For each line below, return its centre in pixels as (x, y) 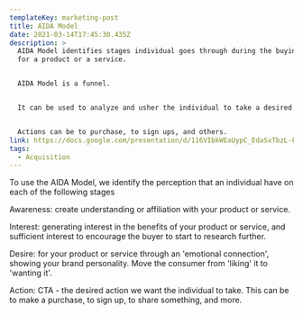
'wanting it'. (31, 273)
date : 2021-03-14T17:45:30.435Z (70, 34)
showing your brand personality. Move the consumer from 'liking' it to (139, 264)
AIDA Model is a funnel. (64, 84)
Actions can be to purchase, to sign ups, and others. (123, 131)
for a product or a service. (72, 59)
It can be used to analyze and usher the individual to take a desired (155, 108)
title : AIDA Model (44, 26)
